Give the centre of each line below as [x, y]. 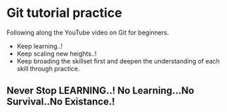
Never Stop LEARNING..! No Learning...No [100, 91]
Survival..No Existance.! [61, 102]
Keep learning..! [40, 46]
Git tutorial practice [64, 13]
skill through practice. [48, 68]
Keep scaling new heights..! [57, 54]
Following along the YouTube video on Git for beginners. [88, 32]
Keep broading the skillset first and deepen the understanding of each [118, 61]
